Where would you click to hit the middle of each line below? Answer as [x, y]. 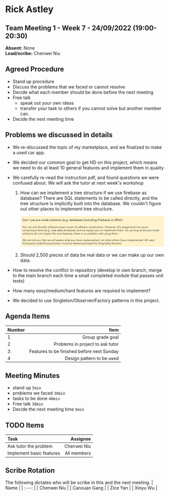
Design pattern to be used [92, 358]
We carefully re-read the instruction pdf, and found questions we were [86, 177]
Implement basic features [34, 453]
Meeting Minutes [33, 375]
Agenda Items [28, 316]
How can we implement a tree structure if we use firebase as [83, 193]
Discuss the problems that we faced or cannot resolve [69, 86]
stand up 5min [27, 388]
